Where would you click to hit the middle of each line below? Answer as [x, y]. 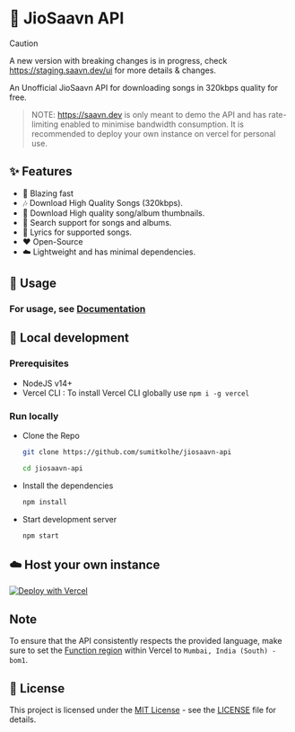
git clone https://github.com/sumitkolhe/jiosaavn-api [127, 452]
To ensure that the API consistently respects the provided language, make [146, 641]
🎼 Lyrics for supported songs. [77, 232]
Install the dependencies [68, 486]
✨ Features [41, 171]
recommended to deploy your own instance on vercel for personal [153, 133]
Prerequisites [39, 363]
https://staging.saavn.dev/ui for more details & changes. [113, 70]
